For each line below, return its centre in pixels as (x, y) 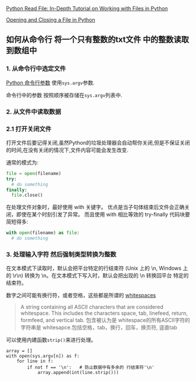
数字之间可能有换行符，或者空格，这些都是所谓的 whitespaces (81, 296)
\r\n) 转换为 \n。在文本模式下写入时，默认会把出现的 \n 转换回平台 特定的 (101, 276)
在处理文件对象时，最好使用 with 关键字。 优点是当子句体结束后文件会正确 (95, 207)
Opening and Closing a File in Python (51, 20)
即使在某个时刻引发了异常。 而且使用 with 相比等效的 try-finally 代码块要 (103, 214)
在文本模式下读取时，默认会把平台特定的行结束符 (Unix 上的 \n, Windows (94, 268)
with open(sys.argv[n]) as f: (43, 356)
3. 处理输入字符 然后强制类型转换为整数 (61, 254)
